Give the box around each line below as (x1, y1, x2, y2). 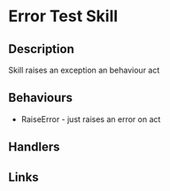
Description (8, 42, 74, 57)
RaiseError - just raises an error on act (20, 113, 161, 125)
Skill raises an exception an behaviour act (8, 65, 160, 75)
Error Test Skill (8, 6, 119, 27)
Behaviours (8, 90, 73, 105)
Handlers (8, 140, 60, 155)
